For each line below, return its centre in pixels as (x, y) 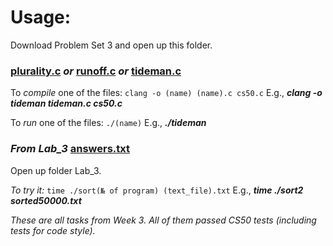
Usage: (41, 17)
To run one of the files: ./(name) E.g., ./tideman (108, 123)
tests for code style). (53, 230)
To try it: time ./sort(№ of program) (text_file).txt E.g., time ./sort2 (157, 190)
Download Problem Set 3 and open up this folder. (111, 45)
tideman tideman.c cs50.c (66, 103)
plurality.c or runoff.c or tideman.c (96, 71)
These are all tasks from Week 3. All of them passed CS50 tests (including (163, 220)
